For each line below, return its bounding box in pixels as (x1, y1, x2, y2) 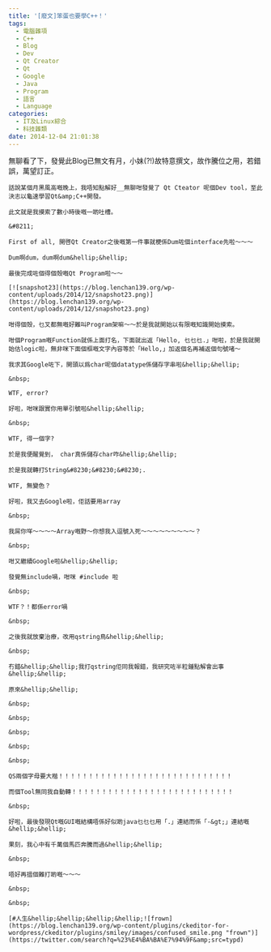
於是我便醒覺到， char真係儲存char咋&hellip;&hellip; (8, 450, 178, 458)
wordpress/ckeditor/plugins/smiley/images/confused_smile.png (8, 928, 222, 937)
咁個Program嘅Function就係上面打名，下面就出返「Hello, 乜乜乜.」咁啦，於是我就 (8, 336, 255, 345)
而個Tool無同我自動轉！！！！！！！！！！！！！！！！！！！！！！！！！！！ (8, 787, 234, 795)
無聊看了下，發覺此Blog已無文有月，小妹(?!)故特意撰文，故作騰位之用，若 (8, 156, 254, 165)
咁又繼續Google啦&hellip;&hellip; (8, 557, 119, 565)
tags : (8, 19, 27, 28)
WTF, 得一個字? (8, 435, 55, 443)
